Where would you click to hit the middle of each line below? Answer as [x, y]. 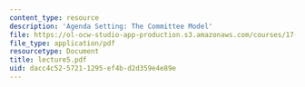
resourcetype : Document [54, 52]
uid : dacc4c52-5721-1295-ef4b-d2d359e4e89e [93, 69]
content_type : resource [54, 18]
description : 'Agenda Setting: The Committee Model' [111, 26]
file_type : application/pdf [63, 43]
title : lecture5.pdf [49, 60]
